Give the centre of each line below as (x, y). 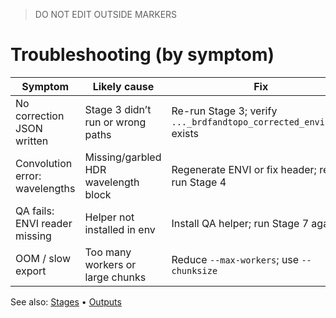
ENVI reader (44, 223)
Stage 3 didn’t (118, 109)
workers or (110, 264)
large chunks (115, 277)
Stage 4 (208, 182)
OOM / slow (43, 258)
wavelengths (45, 188)
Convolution (44, 163)
